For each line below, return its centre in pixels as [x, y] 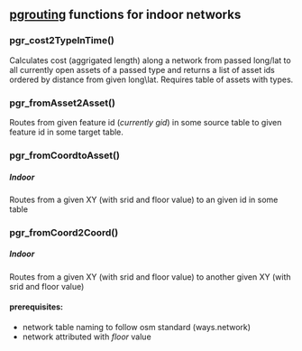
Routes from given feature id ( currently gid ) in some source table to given [146, 122]
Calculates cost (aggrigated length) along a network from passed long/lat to [150, 60]
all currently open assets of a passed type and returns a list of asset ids [142, 69]
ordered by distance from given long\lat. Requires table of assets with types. [151, 79]
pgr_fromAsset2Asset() [62, 103]
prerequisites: [37, 307]
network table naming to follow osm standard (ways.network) [136, 327]
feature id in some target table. [67, 132]
